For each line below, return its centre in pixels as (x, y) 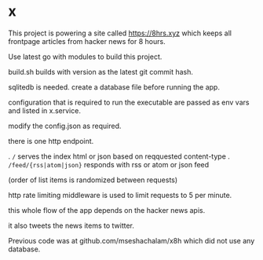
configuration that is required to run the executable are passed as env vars (129, 102)
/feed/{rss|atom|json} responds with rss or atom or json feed (109, 164)
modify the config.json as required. (65, 126)
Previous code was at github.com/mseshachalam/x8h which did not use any (131, 240)
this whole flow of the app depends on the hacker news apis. (107, 210)
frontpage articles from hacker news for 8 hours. (87, 41)
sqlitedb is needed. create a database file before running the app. (114, 87)
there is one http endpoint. (51, 141)
